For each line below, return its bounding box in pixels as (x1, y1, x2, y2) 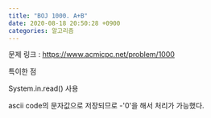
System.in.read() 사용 (8, 83, 79, 93)
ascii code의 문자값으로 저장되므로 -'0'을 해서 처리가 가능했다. (8, 101, 205, 111)
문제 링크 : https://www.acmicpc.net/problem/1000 (8, 50, 176, 59)
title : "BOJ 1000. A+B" (8, 11, 89, 20)
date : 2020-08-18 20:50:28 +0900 (8, 19, 121, 27)
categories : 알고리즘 (8, 26, 74, 35)
